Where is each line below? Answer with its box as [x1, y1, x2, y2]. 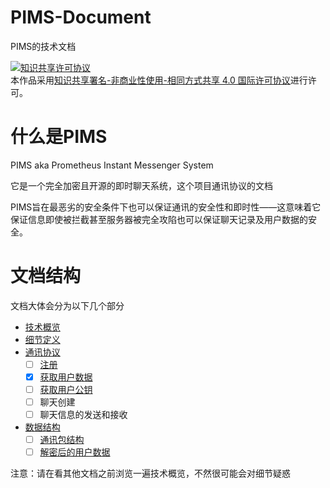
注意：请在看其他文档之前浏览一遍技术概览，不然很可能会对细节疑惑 [10, 467, 291, 480]
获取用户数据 [39, 371, 93, 383]
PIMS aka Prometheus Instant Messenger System [10, 159, 214, 171]
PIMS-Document [10, 6, 152, 29]
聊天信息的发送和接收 [39, 409, 128, 421]
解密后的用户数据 [39, 446, 111, 458]
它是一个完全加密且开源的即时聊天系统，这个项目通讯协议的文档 [10, 179, 273, 191]
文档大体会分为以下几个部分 [10, 299, 125, 311]
